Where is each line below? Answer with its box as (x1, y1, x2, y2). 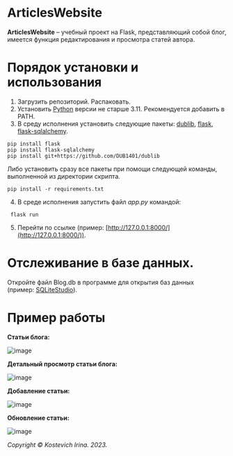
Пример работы (7, 310, 106, 325)
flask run (10, 211, 39, 218)
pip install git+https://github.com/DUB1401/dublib (7, 152, 160, 159)
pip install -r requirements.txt (7, 186, 104, 193)
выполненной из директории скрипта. (7, 172, 120, 180)
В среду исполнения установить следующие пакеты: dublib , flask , (17, 120, 214, 128)
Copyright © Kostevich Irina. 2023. (7, 440, 108, 449)
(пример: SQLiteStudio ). (7, 285, 78, 293)
